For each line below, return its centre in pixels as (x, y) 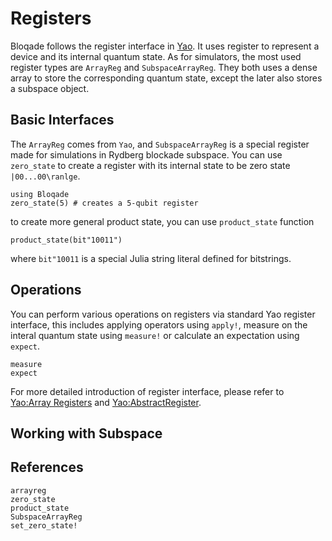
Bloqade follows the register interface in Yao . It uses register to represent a (165, 46)
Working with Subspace (86, 433)
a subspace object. (50, 88)
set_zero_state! (44, 525)
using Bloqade (40, 194)
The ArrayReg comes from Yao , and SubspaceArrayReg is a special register (160, 144)
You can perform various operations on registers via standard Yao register (163, 314)
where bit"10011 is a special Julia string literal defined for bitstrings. (151, 258)
